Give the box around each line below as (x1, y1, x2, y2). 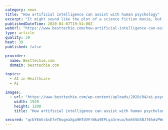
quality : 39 (5, 35, 30, 40)
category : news (5, 7, 37, 12)
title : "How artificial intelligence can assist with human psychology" (5, 12, 160, 17)
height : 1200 (14, 104, 41, 109)
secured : (5, 118, 23, 123)
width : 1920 (14, 99, 39, 104)
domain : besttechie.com (9, 63, 59, 68)
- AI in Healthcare (9, 76, 50, 81)
